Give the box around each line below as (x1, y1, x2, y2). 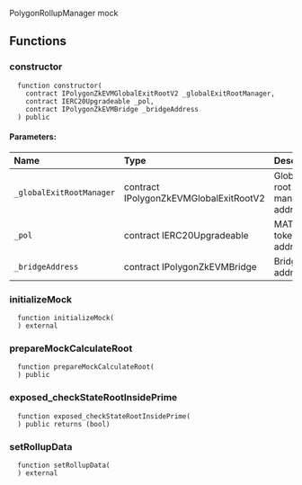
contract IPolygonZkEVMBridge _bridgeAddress (25, 104, 200, 113)
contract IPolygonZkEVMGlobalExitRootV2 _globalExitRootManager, (25, 89, 276, 98)
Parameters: (9, 131, 57, 142)
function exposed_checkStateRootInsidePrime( (17, 411, 191, 421)
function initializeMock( (17, 314, 115, 323)
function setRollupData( (17, 461, 111, 471)
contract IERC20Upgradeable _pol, (25, 96, 155, 106)
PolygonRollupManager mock (9, 8, 119, 18)
